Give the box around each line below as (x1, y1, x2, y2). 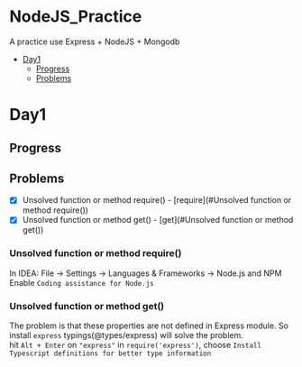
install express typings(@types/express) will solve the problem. (9, 330, 243, 341)
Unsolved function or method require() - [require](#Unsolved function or (22, 195, 292, 206)
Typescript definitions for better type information (9, 349, 212, 358)
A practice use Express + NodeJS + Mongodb (9, 36, 180, 47)
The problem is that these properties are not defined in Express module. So (9, 320, 288, 331)
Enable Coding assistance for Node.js (9, 277, 155, 288)
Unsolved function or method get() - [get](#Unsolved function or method (22, 215, 294, 225)
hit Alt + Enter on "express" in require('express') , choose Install (9, 340, 261, 351)
